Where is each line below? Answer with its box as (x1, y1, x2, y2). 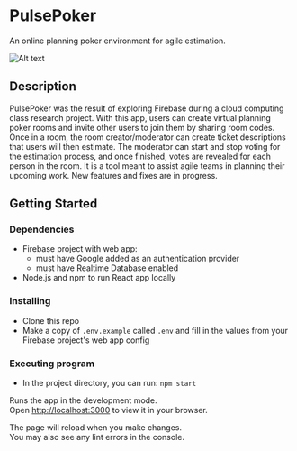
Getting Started (9, 196, 98, 212)
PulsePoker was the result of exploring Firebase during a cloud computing (9, 103, 284, 114)
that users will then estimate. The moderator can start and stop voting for (9, 141, 281, 152)
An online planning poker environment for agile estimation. (9, 35, 227, 46)
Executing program (9, 357, 95, 370)
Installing (9, 295, 51, 308)
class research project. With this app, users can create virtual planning (9, 112, 272, 123)
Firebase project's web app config (22, 335, 150, 345)
